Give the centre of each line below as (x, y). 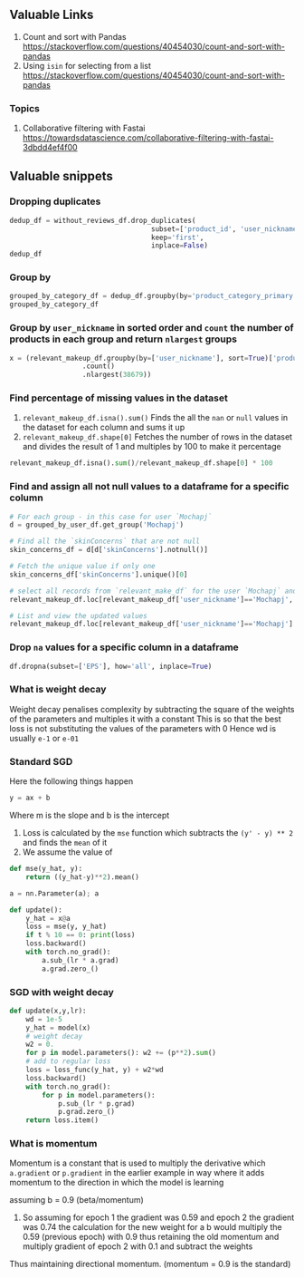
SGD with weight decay (62, 992)
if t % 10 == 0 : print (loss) (81, 935)
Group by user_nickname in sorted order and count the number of (152, 328)
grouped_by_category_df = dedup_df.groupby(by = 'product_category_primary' (153, 296)
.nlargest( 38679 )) (117, 375)
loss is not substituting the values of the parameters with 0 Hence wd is (143, 728)
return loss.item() (62, 1120)
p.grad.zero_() (86, 1112)
